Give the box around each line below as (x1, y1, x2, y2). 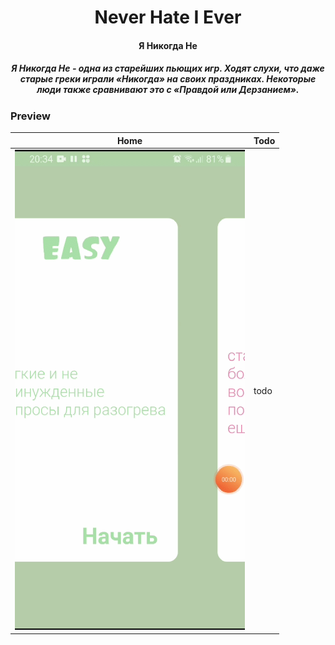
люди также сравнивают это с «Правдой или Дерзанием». (36, 84, 300, 96)
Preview (10, 109, 51, 123)
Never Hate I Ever (94, 6, 242, 29)
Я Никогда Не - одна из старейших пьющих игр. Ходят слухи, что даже (11, 62, 325, 75)
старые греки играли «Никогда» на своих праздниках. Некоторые (19, 73, 317, 85)
